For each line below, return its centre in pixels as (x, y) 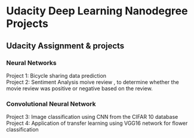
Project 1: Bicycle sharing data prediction (56, 75)
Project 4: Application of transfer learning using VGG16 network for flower (97, 123)
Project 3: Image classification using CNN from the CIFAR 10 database (92, 117)
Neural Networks (31, 63)
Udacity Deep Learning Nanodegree (97, 11)
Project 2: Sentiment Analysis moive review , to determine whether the (93, 82)
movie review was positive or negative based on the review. (80, 88)
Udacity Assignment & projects (65, 46)
